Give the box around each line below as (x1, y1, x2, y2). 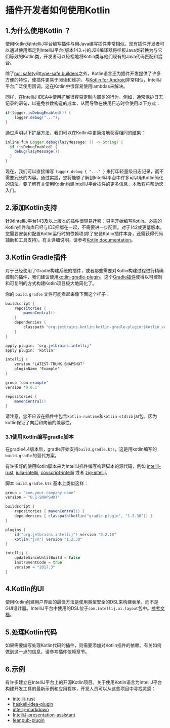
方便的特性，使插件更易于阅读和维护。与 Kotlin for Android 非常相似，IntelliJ (5, 77, 162, 83)
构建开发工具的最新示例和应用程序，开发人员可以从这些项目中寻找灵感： (5, 685, 156, 692)
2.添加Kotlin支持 (5, 204, 57, 212)
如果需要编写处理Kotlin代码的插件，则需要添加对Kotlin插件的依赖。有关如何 (5, 642, 162, 649)
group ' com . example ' (5, 380, 49, 385)
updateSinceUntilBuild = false (14, 555, 80, 560)
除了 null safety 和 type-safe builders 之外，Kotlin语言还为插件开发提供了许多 (5, 70, 161, 76)
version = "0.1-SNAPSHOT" (5, 495, 60, 500)
